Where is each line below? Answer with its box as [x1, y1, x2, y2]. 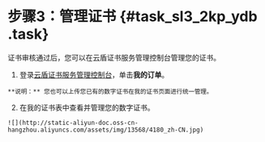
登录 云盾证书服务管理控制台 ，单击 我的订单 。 [19, 69, 169, 79]
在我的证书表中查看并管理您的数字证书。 [19, 102, 155, 112]
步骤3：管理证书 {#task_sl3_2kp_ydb [7, 7, 258, 26]
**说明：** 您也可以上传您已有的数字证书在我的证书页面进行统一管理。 [7, 87, 213, 95]
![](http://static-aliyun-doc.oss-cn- [7, 119, 139, 127]
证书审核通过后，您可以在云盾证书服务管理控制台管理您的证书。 [7, 52, 220, 62]
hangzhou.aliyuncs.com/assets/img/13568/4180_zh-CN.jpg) [7, 126, 204, 134]
